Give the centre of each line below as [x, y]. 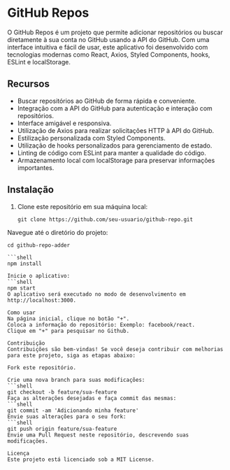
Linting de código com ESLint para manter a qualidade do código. [112, 152]
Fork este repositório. [42, 368]
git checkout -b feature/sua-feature [62, 392]
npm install [24, 264]
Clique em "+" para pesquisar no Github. [69, 331]
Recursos [29, 84]
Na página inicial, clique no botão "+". [69, 319]
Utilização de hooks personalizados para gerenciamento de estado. [115, 145]
